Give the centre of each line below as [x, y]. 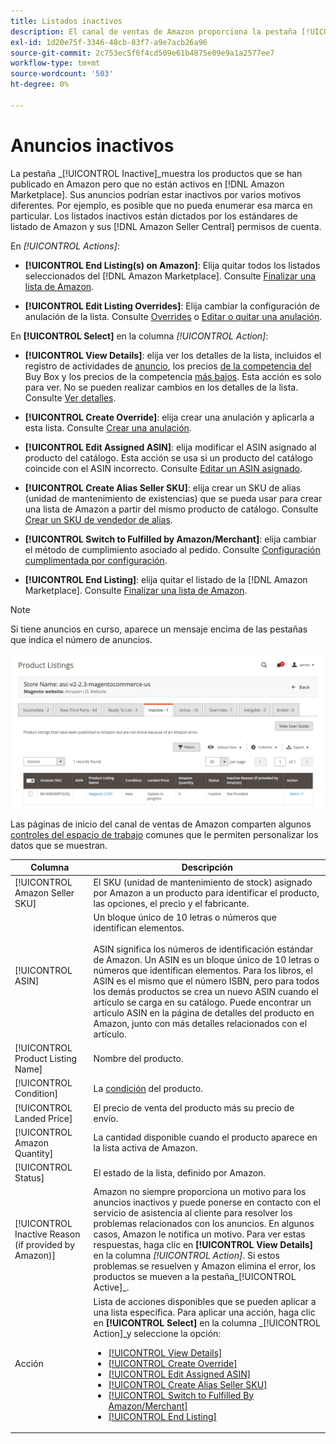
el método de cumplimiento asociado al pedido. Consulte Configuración [172, 549]
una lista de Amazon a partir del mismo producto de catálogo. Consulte [171, 509]
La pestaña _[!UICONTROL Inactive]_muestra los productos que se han [156, 173]
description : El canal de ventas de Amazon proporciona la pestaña [154, 31]
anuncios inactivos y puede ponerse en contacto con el [207, 1202]
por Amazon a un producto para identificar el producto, [206, 892]
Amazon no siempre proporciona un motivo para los [200, 1192]
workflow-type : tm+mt [55, 63]
